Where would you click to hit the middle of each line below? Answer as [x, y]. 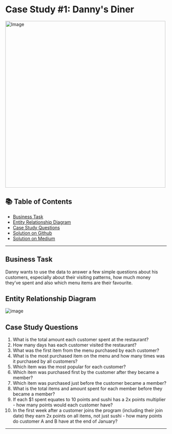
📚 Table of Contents [39, 202]
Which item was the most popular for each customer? [69, 367]
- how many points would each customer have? [63, 405]
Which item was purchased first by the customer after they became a [86, 372]
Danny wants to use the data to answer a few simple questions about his [82, 272]
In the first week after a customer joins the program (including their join [88, 410]
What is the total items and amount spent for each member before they [88, 389]
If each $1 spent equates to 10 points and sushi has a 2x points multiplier [89, 400]
